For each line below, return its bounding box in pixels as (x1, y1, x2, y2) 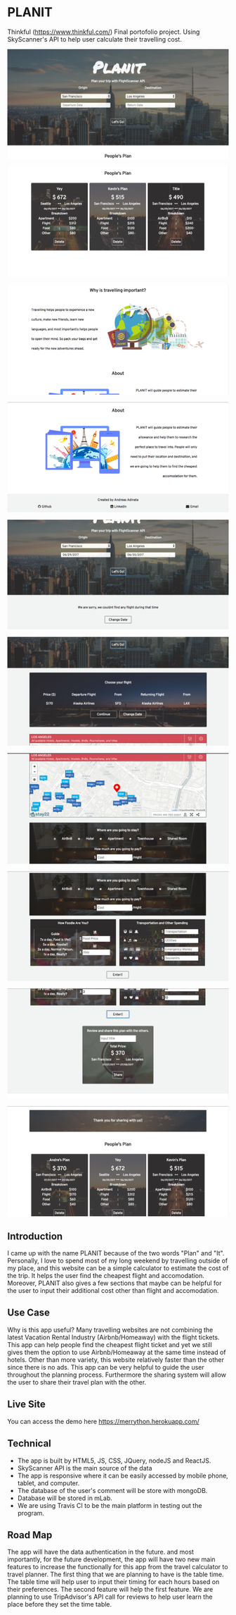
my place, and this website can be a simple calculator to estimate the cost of (7, 1264, 229, 1272)
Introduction (7, 1230, 63, 1242)
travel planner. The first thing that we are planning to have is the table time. (7, 1570, 224, 1579)
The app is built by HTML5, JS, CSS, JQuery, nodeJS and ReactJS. (17, 1456, 211, 1465)
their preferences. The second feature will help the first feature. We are (7, 1585, 214, 1594)
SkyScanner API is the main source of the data (17, 1463, 152, 1472)
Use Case (7, 1307, 51, 1319)
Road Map (7, 1529, 53, 1541)
